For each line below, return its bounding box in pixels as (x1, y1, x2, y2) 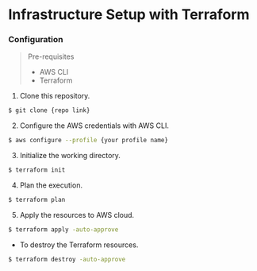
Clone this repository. (19, 91, 90, 101)
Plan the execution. (19, 180, 83, 190)
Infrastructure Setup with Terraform (8, 6, 250, 24)
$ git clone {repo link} (8, 106, 90, 114)
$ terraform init (8, 166, 66, 174)
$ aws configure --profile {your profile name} (8, 137, 169, 145)
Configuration (8, 34, 63, 45)
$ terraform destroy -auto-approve (8, 255, 126, 263)
